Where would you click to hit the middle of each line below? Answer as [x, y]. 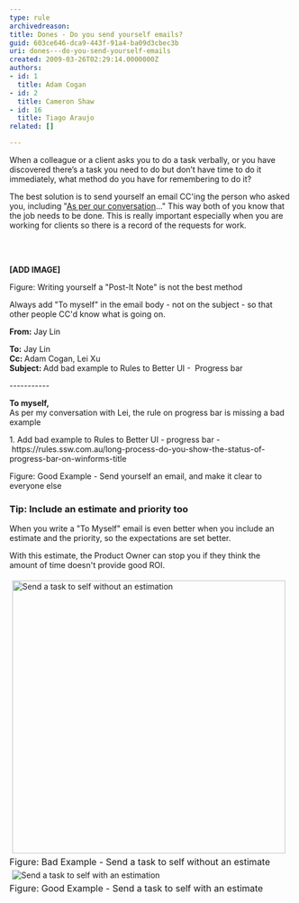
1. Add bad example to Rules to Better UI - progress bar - [115, 439]
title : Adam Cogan [52, 85]
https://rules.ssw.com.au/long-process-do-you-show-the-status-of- [138, 449]
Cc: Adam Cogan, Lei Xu [55, 358]
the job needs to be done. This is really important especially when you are [146, 216]
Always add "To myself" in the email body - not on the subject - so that [141, 304]
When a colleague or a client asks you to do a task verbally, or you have [143, 160]
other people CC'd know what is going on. [87, 314]
